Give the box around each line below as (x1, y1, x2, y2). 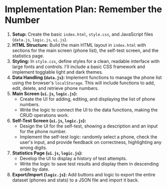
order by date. (19, 166, 50, 172)
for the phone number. (19, 128, 67, 134)
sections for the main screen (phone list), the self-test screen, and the (12, 47, 159, 53)
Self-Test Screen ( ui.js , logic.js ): (12, 117, 87, 123)
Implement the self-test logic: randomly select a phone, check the (19, 134, 158, 140)
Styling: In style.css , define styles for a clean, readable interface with (12, 58, 160, 64)
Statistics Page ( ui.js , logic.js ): (12, 150, 83, 156)
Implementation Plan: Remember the (5, 4, 162, 15)
